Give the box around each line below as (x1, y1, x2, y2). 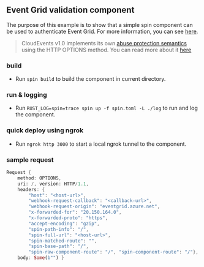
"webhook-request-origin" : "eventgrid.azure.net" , (28, 203, 161, 210)
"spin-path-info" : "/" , (28, 226, 89, 232)
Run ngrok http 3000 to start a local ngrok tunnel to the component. (15, 140, 187, 148)
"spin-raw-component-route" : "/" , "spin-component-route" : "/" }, (28, 249, 199, 255)
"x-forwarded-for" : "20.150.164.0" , (28, 209, 122, 216)
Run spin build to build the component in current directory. (15, 75, 166, 83)
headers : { (17, 186, 45, 192)
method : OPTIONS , (17, 175, 62, 181)
